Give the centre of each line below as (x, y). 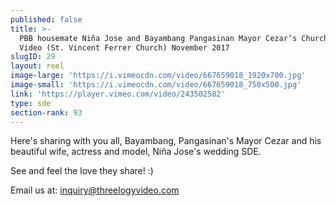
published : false (46, 19)
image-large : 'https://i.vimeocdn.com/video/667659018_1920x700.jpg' (158, 76)
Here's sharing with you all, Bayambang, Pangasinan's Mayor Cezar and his (166, 141)
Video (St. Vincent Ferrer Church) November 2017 (124, 47)
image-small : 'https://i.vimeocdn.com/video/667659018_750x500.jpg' (156, 85)
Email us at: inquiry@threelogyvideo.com (95, 190)
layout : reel (37, 66)
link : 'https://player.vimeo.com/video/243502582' (118, 94)
